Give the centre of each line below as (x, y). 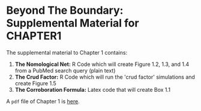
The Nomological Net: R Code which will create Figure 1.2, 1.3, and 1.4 (102, 64)
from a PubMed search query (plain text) (65, 70)
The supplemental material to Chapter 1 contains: (67, 52)
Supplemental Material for (73, 23)
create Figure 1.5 (36, 83)
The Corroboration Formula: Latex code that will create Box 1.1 (93, 89)
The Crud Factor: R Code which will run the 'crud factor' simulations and (105, 77)
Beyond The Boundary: (65, 10)
